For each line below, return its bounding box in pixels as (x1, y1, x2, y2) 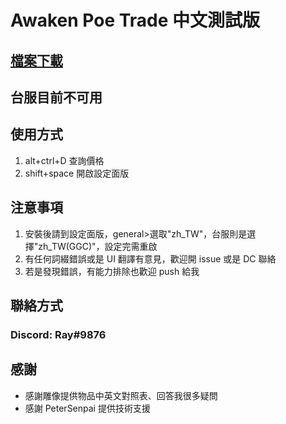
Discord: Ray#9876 (10, 327, 107, 341)
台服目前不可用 (10, 89, 103, 106)
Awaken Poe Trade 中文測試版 (10, 9, 261, 32)
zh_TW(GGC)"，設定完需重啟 (38, 240, 158, 252)
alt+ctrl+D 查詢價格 (24, 154, 105, 166)
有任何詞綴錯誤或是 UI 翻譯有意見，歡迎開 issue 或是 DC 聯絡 (24, 252, 277, 265)
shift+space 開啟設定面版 (24, 167, 130, 179)
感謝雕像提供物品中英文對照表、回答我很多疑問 (24, 389, 218, 401)
